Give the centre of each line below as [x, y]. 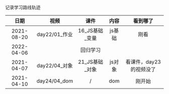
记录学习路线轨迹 [23, 7]
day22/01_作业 [55, 34]
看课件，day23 [143, 62]
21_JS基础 [90, 62]
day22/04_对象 [55, 65]
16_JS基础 [90, 30]
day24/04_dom [55, 81]
